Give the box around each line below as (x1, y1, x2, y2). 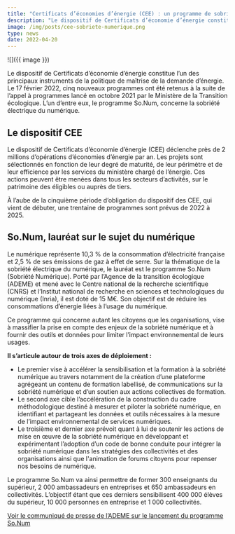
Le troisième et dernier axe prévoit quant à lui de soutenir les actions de (17, 425, 225, 433)
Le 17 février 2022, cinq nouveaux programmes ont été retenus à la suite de (7, 84, 226, 93)
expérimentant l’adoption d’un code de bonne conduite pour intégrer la (17, 439, 222, 448)
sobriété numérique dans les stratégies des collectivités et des (17, 446, 198, 456)
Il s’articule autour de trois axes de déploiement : (7, 351, 152, 360)
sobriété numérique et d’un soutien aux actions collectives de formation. (17, 387, 226, 396)
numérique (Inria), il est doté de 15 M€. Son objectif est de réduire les (7, 294, 207, 303)
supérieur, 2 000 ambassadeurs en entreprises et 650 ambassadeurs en (7, 483, 216, 491)
